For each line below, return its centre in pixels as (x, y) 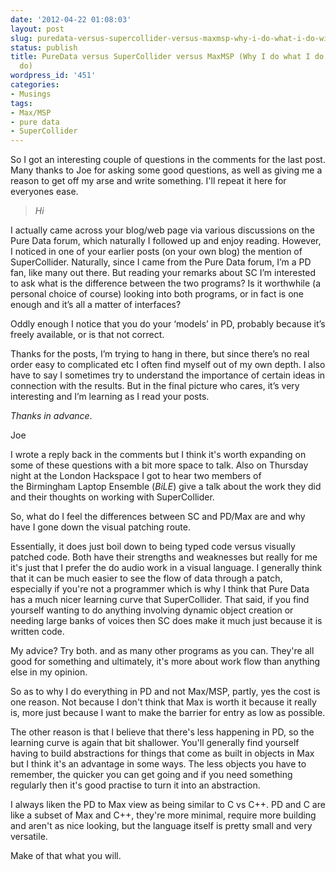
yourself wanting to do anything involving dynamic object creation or (152, 610)
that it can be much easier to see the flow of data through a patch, (146, 578)
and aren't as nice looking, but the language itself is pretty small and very (161, 826)
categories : (35, 85)
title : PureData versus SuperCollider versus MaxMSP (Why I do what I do (167, 57)
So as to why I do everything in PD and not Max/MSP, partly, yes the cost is (165, 692)
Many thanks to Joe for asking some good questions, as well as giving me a (166, 170)
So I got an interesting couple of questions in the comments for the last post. (168, 160)
